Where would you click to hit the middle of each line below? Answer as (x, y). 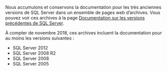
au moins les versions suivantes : (40, 38)
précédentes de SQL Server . (35, 23)
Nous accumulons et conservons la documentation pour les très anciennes (83, 7)
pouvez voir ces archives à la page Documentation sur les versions (75, 18)
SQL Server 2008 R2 (34, 53)
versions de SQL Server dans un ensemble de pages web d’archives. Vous (83, 12)
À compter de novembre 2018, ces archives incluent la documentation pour (83, 33)
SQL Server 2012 (30, 48)
